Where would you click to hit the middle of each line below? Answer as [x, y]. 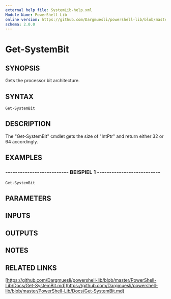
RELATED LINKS [31, 268]
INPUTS [18, 216]
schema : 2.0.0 [20, 24]
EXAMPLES [24, 158]
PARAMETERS [28, 198]
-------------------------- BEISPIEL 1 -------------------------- [83, 172]
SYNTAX [20, 97]
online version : [22, 19]
